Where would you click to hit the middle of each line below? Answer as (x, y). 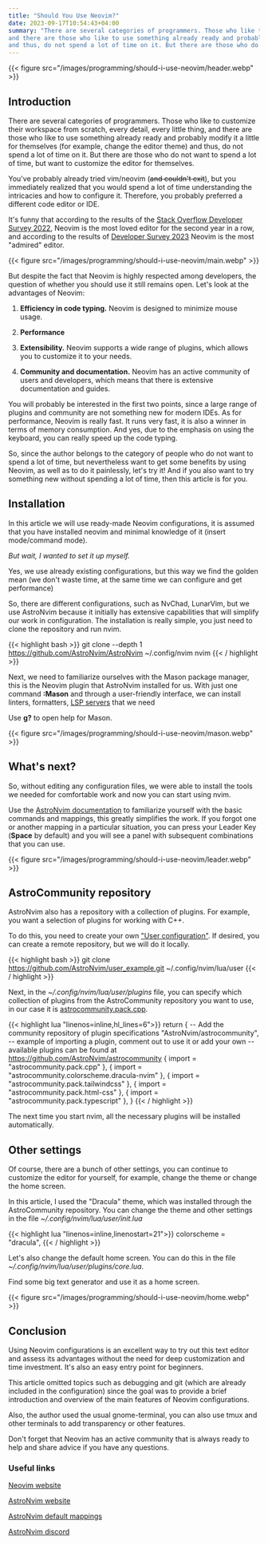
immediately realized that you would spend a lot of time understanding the (130, 187)
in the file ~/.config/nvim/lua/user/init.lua (75, 1218)
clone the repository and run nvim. (65, 629)
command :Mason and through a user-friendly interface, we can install (125, 693)
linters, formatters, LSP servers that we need (82, 702)
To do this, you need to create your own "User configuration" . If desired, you (134, 936)
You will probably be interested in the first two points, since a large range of (133, 404)
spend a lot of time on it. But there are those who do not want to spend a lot (132, 154)
